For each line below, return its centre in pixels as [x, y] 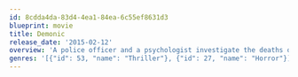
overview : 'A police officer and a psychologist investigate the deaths [146, 50]
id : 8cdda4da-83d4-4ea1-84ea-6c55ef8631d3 [89, 17]
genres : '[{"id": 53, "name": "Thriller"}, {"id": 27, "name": [129, 58]
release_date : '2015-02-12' [61, 42]
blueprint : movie [41, 26]
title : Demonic [37, 34]
